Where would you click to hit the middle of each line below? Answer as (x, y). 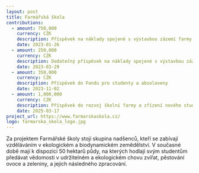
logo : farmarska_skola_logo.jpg (46, 122)
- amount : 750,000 (34, 28)
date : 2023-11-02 (38, 89)
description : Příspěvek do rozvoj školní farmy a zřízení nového (99, 105)
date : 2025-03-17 (38, 111)
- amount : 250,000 (34, 50)
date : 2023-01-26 (38, 45)
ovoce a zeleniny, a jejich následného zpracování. (67, 164)
